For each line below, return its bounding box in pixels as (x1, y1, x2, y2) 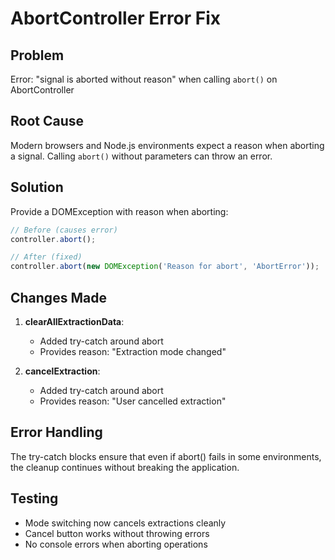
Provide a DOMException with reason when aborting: (10, 205, 229, 217)
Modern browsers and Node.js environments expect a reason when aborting (10, 139, 325, 151)
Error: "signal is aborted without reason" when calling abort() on (10, 73, 278, 85)
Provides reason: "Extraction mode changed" (39, 345, 227, 357)
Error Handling (10, 424, 103, 441)
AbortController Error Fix (10, 7, 222, 30)
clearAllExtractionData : (24, 315, 125, 327)
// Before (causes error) (10, 225, 118, 235)
